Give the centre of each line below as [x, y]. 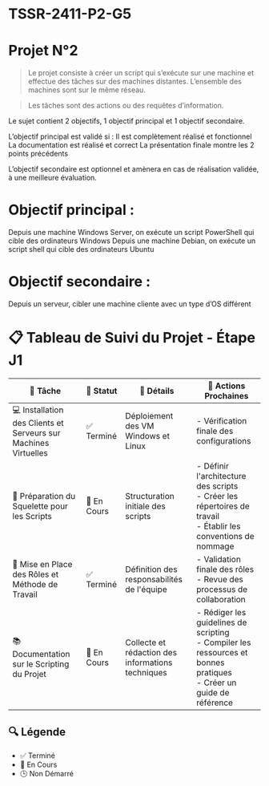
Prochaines [227, 395]
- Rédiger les [221, 612]
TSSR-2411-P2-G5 [70, 14]
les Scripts [32, 516]
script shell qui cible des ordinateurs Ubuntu [81, 249]
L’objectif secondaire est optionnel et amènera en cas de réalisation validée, [134, 169]
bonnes [210, 662]
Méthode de [35, 584]
